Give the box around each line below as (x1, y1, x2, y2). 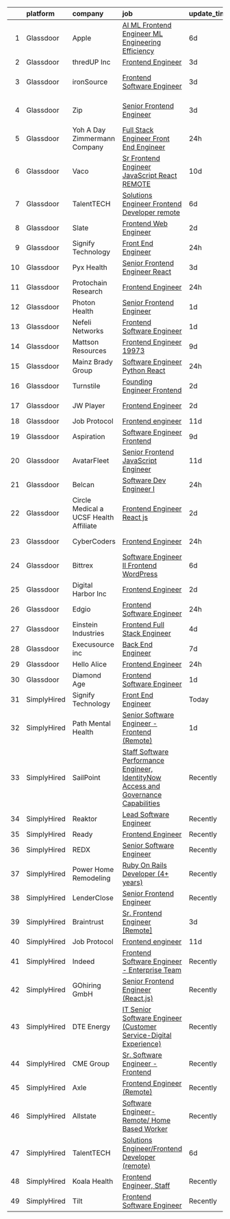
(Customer (122, 1022, 157, 1031)
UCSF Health (72, 513, 114, 522)
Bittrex (72, 561, 94, 570)
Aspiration (72, 432, 105, 441)
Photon (72, 298, 96, 307)
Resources (72, 346, 107, 355)
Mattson (72, 337, 99, 346)
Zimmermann (72, 134, 115, 143)
